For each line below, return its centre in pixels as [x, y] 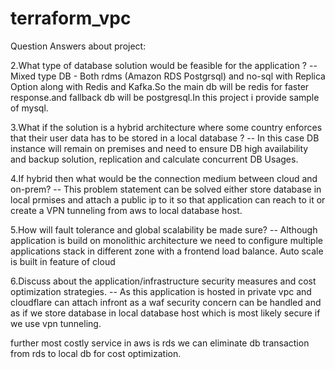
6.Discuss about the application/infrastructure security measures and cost [163, 281]
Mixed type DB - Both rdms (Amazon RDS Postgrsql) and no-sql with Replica [168, 76]
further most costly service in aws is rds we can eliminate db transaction [160, 343]
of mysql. [29, 108]
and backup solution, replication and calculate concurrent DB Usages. [154, 159]
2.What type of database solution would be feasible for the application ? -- [164, 65]
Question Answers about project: [78, 46]
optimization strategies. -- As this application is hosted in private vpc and [161, 291]
